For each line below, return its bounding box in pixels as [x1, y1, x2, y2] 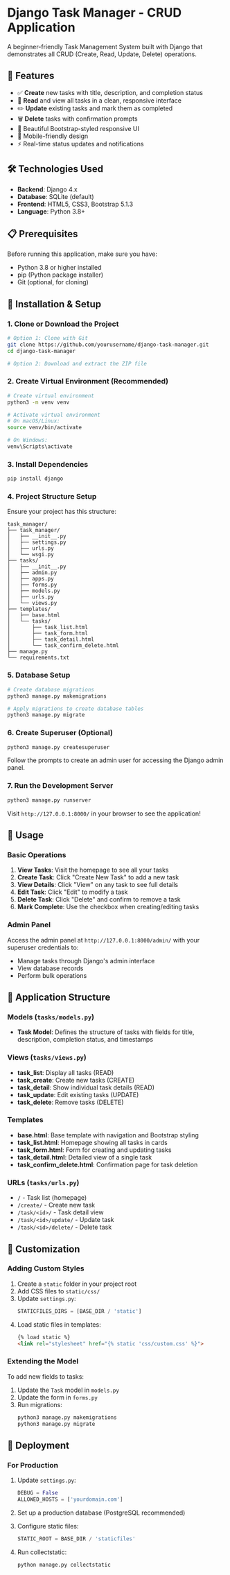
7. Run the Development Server [7, 781, 114, 791]
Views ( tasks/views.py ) [7, 1053, 87, 1062]
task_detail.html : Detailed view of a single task [17, 1153, 152, 1161]
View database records [17, 964, 84, 972]
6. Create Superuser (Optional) [7, 728, 113, 738]
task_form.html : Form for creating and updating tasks [17, 1146, 172, 1154]
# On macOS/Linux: [7, 418, 60, 424]
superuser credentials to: [7, 943, 79, 952]
